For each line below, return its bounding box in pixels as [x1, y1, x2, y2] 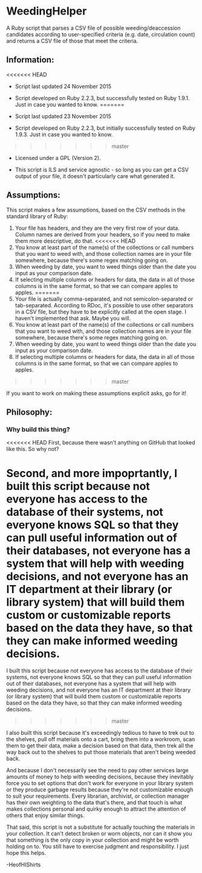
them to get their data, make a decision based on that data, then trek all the [6, 742, 194, 749]
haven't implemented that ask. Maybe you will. [15, 314, 131, 322]
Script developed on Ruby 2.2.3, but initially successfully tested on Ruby [15, 124, 195, 132]
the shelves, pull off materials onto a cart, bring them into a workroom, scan [6, 735, 195, 743]
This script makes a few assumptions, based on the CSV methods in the [6, 206, 186, 213]
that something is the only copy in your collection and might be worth [6, 837, 179, 844]
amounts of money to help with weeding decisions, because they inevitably [6, 773, 194, 780]
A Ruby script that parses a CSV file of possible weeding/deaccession [6, 24, 181, 32]
